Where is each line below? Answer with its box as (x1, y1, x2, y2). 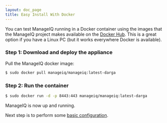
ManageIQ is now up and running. (5, 102, 75, 108)
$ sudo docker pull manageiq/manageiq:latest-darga (5, 70, 116, 75)
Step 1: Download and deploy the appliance (5, 49, 113, 56)
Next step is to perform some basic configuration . (5, 112, 109, 118)
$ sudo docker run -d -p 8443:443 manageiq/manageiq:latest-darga (5, 93, 147, 98)
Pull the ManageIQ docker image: (5, 60, 74, 66)
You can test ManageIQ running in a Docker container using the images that (5, 26, 162, 32)
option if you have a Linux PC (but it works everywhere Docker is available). (5, 36, 162, 43)
